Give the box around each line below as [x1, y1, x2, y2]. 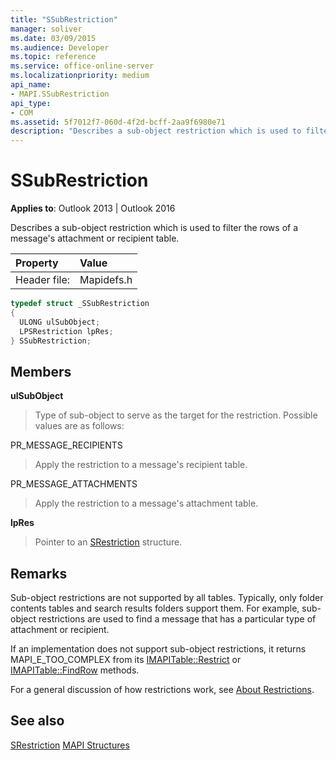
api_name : [10, 80, 52, 90]
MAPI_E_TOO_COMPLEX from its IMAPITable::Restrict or [10, 654, 242, 666]
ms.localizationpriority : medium [10, 71, 150, 81]
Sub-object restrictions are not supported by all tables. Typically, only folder [10, 592, 324, 604]
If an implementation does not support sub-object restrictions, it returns [10, 643, 307, 655]
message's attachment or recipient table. [10, 232, 180, 245]
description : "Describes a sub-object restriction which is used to [10, 126, 302, 136]
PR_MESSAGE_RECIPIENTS [10, 439, 123, 451]
